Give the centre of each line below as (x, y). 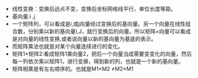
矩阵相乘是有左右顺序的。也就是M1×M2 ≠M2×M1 (73, 69)
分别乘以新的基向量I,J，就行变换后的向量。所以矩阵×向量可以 (104, 31)
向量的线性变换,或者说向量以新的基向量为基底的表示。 (90, 39)
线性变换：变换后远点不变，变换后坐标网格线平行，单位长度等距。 (94, 9)
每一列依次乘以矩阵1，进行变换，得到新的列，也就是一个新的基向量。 (98, 61)
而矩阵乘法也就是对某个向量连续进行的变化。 (68, 46)
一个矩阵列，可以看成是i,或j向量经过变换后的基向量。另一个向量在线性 (99, 24)
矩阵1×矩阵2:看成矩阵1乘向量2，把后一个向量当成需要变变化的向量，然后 (102, 54)
